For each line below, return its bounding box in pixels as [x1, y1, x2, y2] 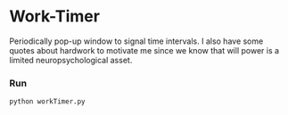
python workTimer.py [9, 97, 86, 106]
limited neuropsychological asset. [9, 54, 133, 65]
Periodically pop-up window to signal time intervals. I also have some [9, 36, 264, 46]
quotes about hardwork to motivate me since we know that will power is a [9, 45, 279, 55]
